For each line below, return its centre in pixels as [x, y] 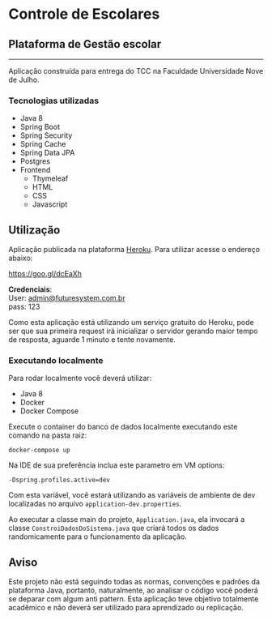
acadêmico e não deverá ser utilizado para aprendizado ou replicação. [126, 608]
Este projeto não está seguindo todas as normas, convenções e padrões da [134, 582]
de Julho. [24, 79]
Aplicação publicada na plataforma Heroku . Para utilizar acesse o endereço [134, 250]
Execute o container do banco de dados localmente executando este [123, 427]
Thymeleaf [50, 178]
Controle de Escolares [84, 14]
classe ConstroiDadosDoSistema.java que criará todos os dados [114, 528]
